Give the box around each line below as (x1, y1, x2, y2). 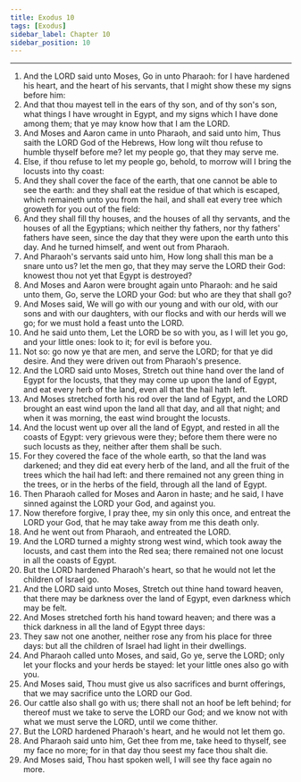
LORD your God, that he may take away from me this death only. (22, 517, 260, 528)
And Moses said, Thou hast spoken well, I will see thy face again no (22, 754, 272, 765)
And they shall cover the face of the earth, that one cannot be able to (22, 175, 278, 186)
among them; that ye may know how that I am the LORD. (22, 118, 230, 130)
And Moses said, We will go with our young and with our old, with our (22, 299, 279, 309)
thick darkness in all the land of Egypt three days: (22, 622, 205, 633)
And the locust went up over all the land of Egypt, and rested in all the (22, 422, 280, 433)
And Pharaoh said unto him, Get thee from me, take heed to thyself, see (22, 736, 287, 746)
